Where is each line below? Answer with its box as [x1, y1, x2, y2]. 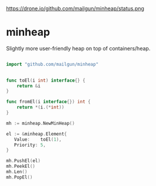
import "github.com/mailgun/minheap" [6, 61, 99, 67]
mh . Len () [6, 169, 28, 175]
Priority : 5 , [14, 142, 46, 148]
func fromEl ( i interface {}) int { [6, 99, 91, 105]
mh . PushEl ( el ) [6, 158, 41, 164]
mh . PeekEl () [6, 164, 35, 170]
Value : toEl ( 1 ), [14, 136, 62, 143]
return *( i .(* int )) [16, 104, 65, 110]
